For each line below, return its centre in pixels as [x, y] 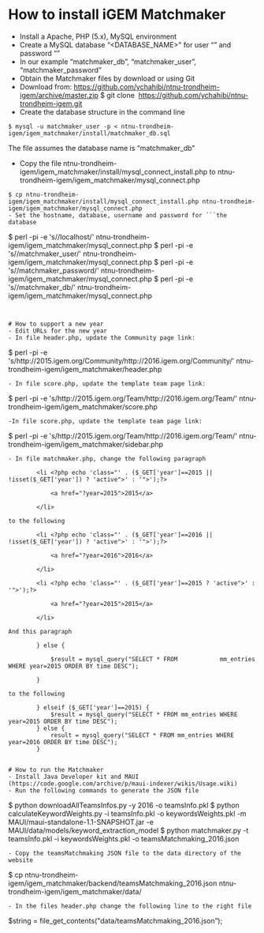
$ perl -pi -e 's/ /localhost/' [51, 237]
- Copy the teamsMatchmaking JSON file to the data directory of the [125, 853]
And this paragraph [40, 631]
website [21, 860]
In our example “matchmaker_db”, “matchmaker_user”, [108, 62]
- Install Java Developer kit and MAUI [74, 777]
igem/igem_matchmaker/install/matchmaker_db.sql [89, 133]
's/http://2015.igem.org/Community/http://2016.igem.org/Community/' [121, 360]
